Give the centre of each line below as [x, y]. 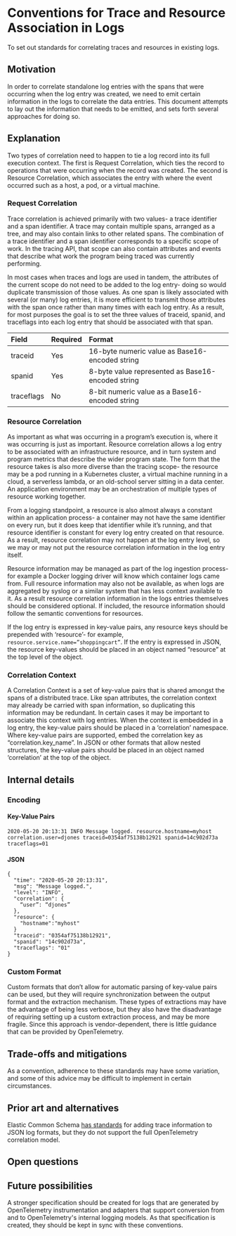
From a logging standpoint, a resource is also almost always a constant [110, 510]
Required [66, 339]
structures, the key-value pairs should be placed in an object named [106, 750]
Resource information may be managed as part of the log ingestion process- [118, 569]
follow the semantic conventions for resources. [76, 614]
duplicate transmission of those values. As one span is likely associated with [118, 292]
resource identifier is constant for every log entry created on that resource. [116, 533]
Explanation [34, 139]
